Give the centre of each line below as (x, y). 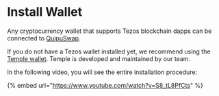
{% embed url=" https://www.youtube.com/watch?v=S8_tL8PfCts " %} (105, 85)
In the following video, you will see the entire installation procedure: (102, 72)
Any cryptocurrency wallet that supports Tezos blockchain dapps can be (109, 31)
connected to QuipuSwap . (44, 38)
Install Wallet (45, 12)
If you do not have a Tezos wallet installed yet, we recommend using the (109, 51)
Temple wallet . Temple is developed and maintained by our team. (99, 58)
